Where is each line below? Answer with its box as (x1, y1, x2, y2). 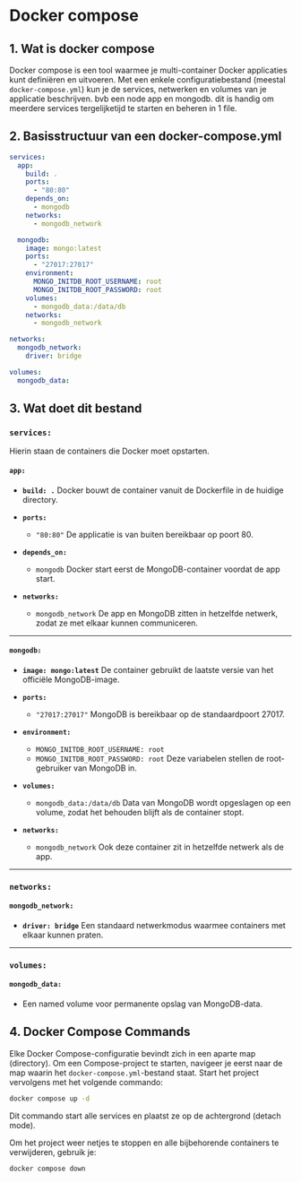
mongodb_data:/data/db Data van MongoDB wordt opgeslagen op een (35, 797, 291, 807)
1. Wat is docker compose (9, 41, 155, 56)
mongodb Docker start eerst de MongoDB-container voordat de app (35, 564, 280, 574)
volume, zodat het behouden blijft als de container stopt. (35, 807, 245, 817)
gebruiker (35, 763, 72, 773)
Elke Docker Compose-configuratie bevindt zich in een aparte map (9, 1048, 256, 1058)
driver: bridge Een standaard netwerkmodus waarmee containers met (21, 919, 287, 930)
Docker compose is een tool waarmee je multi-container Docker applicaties (9, 65, 288, 75)
